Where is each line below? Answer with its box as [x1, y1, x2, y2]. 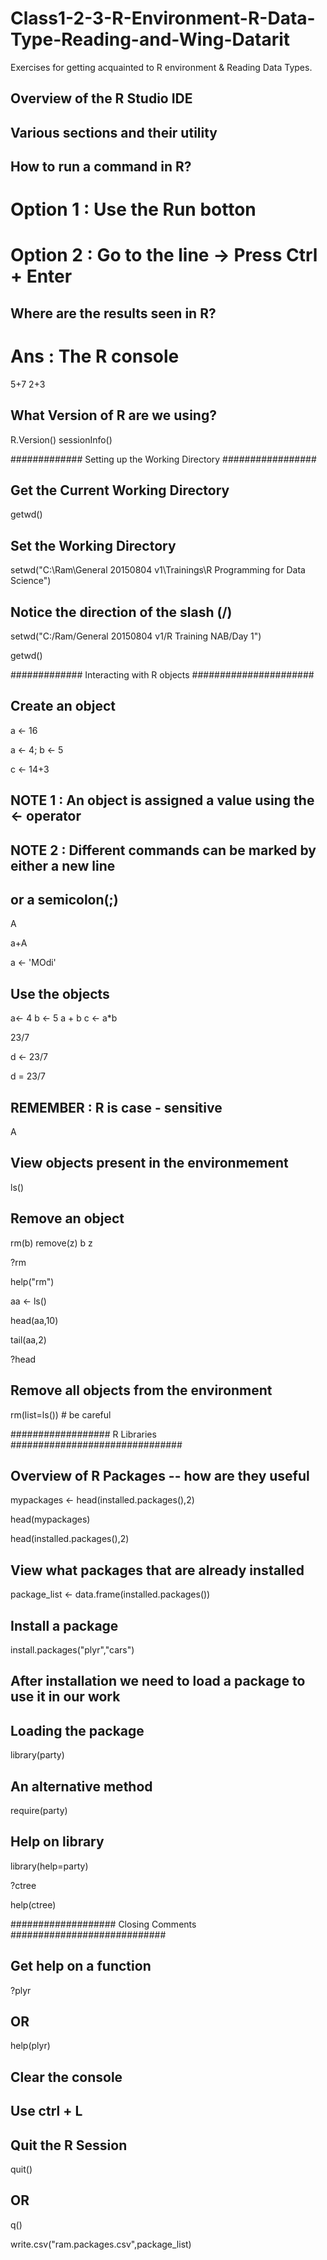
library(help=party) [10, 1860, 89, 1872]
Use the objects [10, 985, 110, 1002]
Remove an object [10, 1210, 125, 1227]
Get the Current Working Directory [10, 482, 230, 499]
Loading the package [10, 1722, 145, 1739]
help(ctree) [10, 1898, 57, 1911]
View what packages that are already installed [10, 1562, 305, 1579]
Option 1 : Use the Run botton [10, 198, 257, 221]
